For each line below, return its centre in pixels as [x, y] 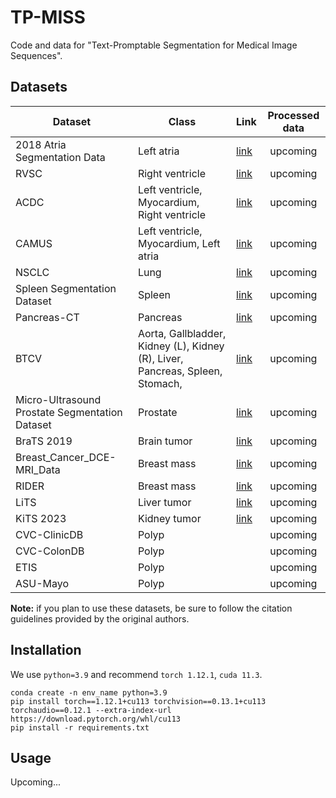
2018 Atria [41, 144]
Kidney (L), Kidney [181, 346]
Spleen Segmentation [66, 288]
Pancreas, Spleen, [180, 371]
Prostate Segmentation [69, 412]
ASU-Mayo [42, 583]
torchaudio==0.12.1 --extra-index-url [91, 710]
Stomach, [160, 383]
